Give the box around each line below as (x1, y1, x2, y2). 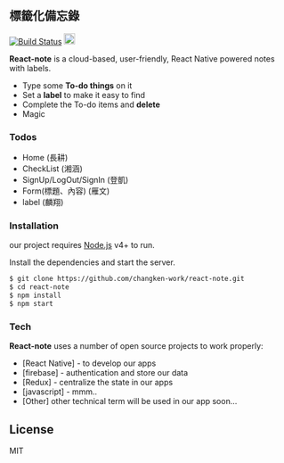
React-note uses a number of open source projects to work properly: (9, 341, 264, 351)
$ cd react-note (9, 283, 69, 292)
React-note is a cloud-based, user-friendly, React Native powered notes (9, 53, 275, 64)
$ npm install (9, 291, 62, 301)
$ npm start (9, 300, 53, 309)
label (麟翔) (21, 197, 64, 208)
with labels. (9, 62, 52, 73)
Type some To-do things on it (21, 79, 133, 91)
